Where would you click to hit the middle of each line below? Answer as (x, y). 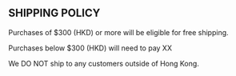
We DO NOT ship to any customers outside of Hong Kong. (104, 63)
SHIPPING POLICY (54, 13)
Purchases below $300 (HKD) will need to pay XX (90, 48)
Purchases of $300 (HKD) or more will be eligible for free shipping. (119, 32)
